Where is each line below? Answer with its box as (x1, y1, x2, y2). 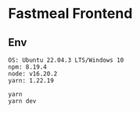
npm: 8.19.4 (8, 63, 47, 71)
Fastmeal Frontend (8, 5, 133, 23)
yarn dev (8, 97, 37, 105)
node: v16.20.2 (8, 70, 58, 78)
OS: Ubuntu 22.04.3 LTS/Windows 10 (8, 56, 124, 64)
